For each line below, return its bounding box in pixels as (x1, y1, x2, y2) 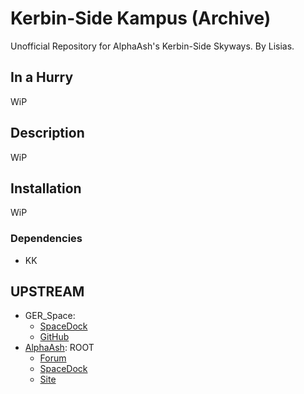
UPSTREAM (10, 283, 85, 301)
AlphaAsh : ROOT (24, 342, 95, 354)
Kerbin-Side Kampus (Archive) (10, 7, 272, 30)
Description (10, 125, 85, 142)
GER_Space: (24, 310, 76, 322)
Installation (10, 180, 82, 197)
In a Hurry (10, 69, 74, 86)
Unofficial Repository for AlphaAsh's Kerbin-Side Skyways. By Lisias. (10, 40, 295, 52)
